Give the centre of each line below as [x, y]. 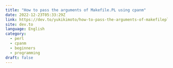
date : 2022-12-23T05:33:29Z [36, 15]
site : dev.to [19, 24]
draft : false [19, 58]
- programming [25, 53]
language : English [25, 29]
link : [11, 19]
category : [16, 34]
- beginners [23, 48]
